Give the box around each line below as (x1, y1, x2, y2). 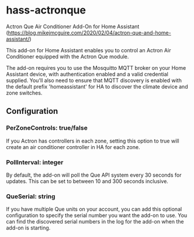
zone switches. (6, 89, 43, 96)
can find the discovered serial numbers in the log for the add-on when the (6, 218, 184, 225)
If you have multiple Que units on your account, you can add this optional (6, 206, 182, 213)
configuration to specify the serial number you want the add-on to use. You (6, 212, 188, 219)
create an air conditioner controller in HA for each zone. (6, 143, 140, 150)
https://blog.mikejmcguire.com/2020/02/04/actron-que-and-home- (8, 29, 171, 36)
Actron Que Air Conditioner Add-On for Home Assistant (6, 23, 140, 30)
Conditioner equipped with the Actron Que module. (6, 53, 129, 60)
